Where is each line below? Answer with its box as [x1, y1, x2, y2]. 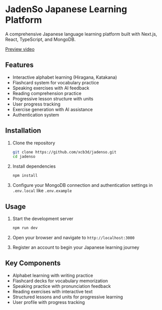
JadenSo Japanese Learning [5, 4, 127, 15]
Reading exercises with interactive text [12, 288, 93, 294]
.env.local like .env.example [12, 188, 72, 194]
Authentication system [12, 112, 59, 118]
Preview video [5, 46, 35, 52]
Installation [5, 126, 41, 135]
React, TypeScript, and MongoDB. [5, 36, 76, 42]
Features [5, 61, 34, 69]
